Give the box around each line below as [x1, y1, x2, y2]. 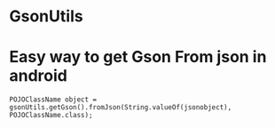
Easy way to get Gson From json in [9, 47, 267, 68]
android [9, 66, 68, 86]
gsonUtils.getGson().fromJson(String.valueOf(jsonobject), [9, 103, 232, 112]
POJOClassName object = [9, 95, 98, 104]
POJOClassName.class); [9, 111, 93, 120]
